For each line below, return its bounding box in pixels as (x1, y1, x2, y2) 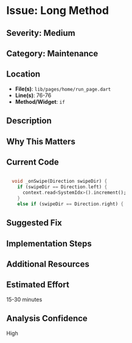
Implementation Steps (6, 238, 92, 249)
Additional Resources (6, 259, 89, 269)
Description (6, 116, 52, 126)
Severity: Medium (6, 28, 75, 38)
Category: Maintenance (6, 48, 99, 58)
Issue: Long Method (6, 4, 109, 18)
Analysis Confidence (6, 313, 88, 324)
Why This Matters (6, 136, 76, 146)
